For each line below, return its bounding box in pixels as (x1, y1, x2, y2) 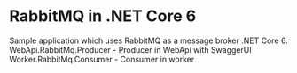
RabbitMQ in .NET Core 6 (9, 6, 197, 26)
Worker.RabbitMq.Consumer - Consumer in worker (9, 54, 195, 64)
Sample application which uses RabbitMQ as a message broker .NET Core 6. (9, 35, 288, 46)
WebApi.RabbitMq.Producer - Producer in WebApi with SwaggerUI (9, 44, 252, 55)
